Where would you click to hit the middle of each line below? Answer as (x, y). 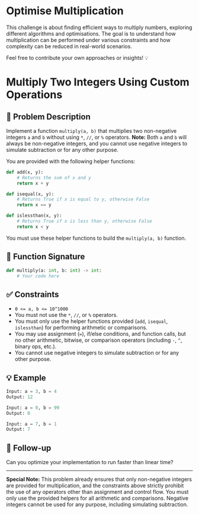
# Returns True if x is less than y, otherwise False (84, 221)
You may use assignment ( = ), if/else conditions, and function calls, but (100, 334)
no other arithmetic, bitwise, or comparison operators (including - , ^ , (98, 340)
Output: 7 (18, 429)
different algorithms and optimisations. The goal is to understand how (91, 33)
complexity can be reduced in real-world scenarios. (69, 46)
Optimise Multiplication (65, 11)
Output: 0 (18, 413)
